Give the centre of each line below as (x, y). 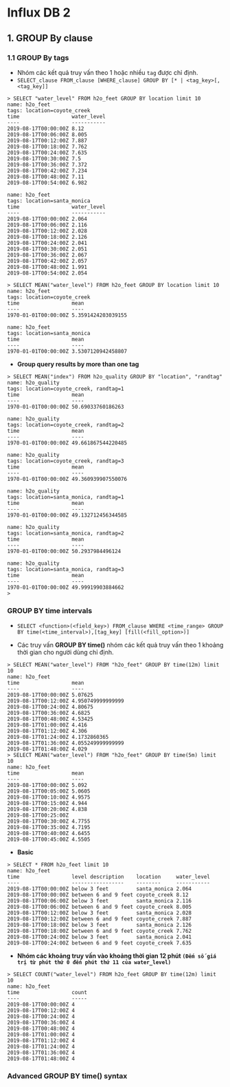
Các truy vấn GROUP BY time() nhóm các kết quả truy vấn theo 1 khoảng (120, 645)
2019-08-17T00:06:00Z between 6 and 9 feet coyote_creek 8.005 (100, 907)
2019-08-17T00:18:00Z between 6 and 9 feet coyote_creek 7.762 (100, 931)
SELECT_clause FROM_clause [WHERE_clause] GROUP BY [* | (100, 80)
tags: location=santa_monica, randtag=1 (66, 497)
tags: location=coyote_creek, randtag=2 (66, 424)
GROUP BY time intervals (50, 610)
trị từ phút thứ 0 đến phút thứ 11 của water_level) (94, 962)
